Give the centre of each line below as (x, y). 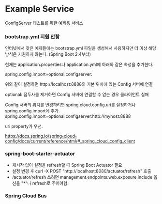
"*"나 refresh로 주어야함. (45, 183)
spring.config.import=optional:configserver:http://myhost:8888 (68, 116)
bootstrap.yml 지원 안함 (32, 36)
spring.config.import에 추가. (32, 111)
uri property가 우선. (24, 126)
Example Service (39, 9)
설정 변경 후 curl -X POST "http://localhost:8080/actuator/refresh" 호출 (81, 171)
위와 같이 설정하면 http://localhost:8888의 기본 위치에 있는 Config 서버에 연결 (79, 84)
